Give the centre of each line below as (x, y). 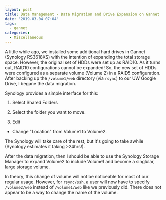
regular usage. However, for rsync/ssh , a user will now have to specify (77, 182)
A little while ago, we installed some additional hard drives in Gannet (75, 51)
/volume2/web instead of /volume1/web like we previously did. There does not (83, 187)
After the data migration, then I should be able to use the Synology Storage (82, 156)
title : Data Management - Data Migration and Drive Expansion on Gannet (82, 14)
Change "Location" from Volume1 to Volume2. (60, 131)
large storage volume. (28, 167)
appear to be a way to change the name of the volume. (62, 192)
